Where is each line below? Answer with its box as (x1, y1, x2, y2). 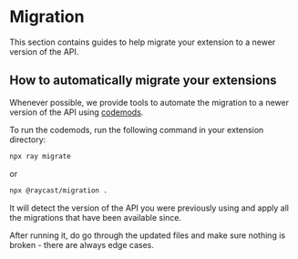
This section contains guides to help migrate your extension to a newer (9, 36, 276, 47)
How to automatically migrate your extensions (9, 73, 277, 88)
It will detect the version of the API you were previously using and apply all (9, 202, 290, 213)
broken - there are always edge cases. (9, 239, 155, 250)
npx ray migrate (9, 151, 71, 161)
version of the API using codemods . (9, 107, 144, 118)
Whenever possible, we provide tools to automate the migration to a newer (9, 97, 290, 108)
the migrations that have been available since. (9, 212, 182, 223)
